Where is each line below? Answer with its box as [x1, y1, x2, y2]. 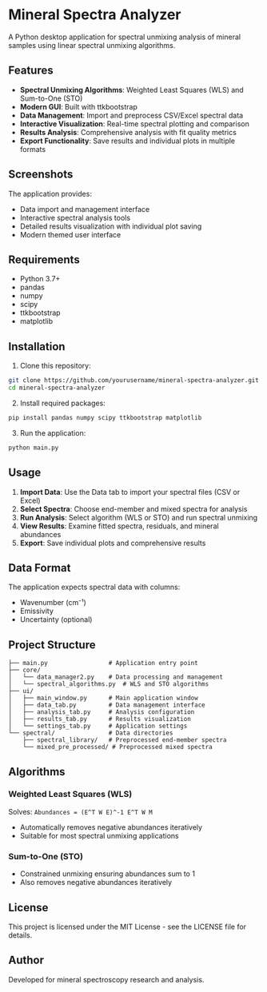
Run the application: [19, 428, 86, 437]
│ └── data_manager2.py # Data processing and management [8, 673, 224, 681]
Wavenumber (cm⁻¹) [19, 598, 86, 608]
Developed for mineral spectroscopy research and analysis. [8, 974, 205, 984]
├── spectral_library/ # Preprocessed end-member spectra [22, 736, 227, 744]
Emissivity [19, 606, 54, 616]
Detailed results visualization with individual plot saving [19, 221, 202, 231]
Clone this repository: [19, 361, 91, 371]
